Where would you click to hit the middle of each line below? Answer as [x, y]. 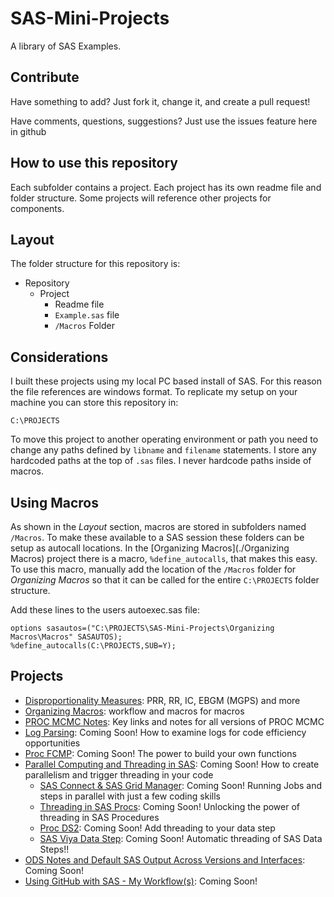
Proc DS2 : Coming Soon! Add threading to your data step [157, 828]
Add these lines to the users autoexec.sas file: [105, 610]
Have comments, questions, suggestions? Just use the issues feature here [164, 121]
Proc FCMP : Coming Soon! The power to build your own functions [160, 753]
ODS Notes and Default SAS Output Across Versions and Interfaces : [165, 859]
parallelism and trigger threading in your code [119, 774]
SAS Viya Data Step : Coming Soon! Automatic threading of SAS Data [181, 838]
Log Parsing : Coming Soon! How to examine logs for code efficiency [165, 732]
